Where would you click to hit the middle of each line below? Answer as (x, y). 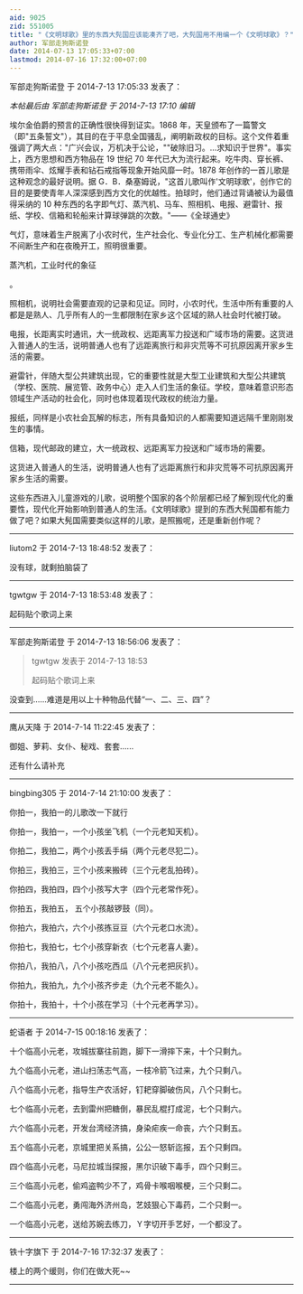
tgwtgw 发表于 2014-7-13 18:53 (89, 661)
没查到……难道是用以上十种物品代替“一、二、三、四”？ (110, 699)
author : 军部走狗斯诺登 (49, 43)
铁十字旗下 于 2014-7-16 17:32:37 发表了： (88, 1252)
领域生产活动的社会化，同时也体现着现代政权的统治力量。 (116, 398)
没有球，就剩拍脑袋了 (49, 567)
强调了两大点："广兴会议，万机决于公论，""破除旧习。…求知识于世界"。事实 (151, 147)
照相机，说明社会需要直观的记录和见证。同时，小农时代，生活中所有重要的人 (151, 303)
